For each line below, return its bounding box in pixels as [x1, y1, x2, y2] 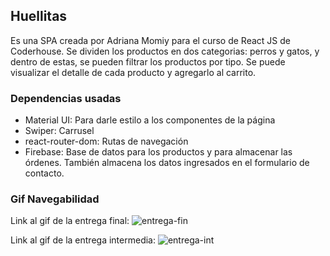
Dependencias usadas [10, 91, 122, 105]
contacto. [24, 167, 65, 179]
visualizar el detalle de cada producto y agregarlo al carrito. [10, 66, 257, 78]
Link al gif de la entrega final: [10, 215, 130, 227]
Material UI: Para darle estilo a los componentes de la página [24, 114, 276, 126]
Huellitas [10, 8, 68, 25]
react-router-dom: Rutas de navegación [24, 135, 189, 148]
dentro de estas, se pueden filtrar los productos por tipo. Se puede [10, 55, 286, 68]
